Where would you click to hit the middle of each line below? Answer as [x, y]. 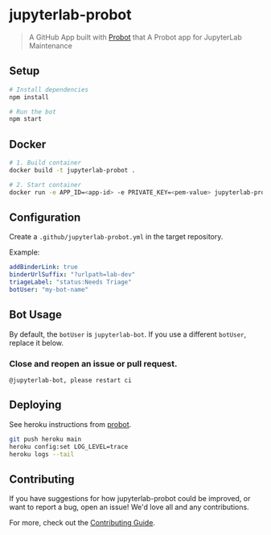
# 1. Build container [45, 163]
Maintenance [51, 45]
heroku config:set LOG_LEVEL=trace [69, 446]
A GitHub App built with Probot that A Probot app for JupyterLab [135, 37]
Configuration [45, 217]
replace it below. [36, 342]
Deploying [35, 405]
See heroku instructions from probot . [70, 424]
